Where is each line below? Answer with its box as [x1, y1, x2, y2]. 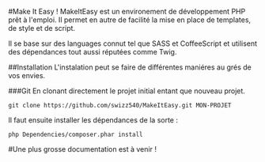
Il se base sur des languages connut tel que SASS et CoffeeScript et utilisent [8, 39, 258, 48]
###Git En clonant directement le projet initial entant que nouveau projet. [8, 86, 245, 96]
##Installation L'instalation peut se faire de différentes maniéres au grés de [8, 62, 252, 72]
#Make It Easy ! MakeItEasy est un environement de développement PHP [8, 7, 246, 16]
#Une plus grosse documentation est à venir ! [8, 145, 157, 153]
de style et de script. [8, 24, 76, 32]
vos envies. [8, 71, 46, 80]
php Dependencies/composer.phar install [8, 130, 144, 138]
